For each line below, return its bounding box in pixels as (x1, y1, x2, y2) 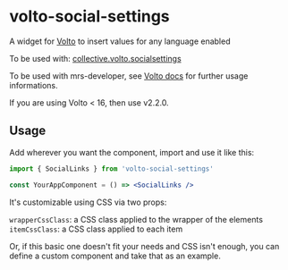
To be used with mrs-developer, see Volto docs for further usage (9, 70, 249, 81)
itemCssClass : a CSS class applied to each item (9, 224, 183, 234)
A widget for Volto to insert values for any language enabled (9, 36, 231, 46)
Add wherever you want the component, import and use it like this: (9, 147, 255, 157)
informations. (9, 80, 58, 90)
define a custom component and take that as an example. (9, 250, 221, 261)
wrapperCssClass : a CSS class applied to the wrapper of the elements (9, 214, 264, 224)
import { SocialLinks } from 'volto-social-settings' (9, 164, 215, 173)
